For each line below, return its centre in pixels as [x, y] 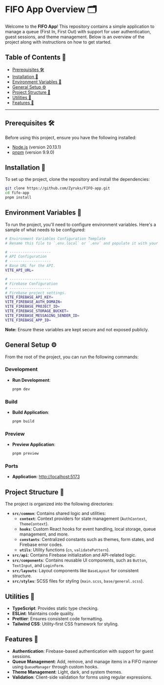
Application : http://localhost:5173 [46, 477]
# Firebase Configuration [31, 284]
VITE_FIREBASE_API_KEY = [29, 297]
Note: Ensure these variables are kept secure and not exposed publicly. [77, 329]
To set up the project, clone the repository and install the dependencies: [77, 179]
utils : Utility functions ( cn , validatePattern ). [64, 550]
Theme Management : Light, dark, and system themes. [67, 672]
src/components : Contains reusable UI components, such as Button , [80, 560]
